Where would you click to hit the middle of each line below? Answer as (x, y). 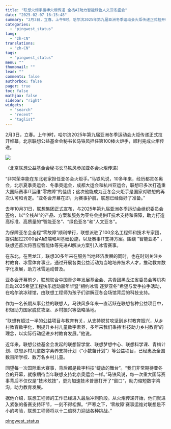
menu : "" (15, 62)
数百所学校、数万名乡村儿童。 (36, 357)
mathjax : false (21, 96)
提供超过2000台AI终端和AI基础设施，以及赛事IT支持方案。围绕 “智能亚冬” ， (85, 239)
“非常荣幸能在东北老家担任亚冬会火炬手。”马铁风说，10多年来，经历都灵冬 (82, 178)
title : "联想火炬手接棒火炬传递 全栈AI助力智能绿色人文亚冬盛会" (66, 10)
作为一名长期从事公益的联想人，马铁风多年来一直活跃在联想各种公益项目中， (85, 303)
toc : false (17, 91)
